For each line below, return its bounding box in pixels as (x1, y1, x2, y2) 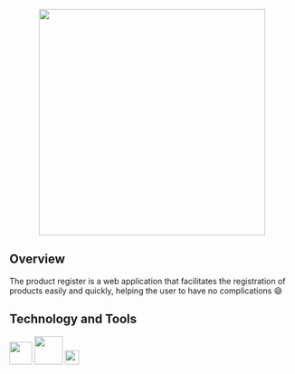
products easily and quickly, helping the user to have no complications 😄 (9, 285, 283, 296)
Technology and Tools (9, 312, 138, 327)
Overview (9, 252, 66, 267)
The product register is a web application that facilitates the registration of (9, 275, 286, 286)
